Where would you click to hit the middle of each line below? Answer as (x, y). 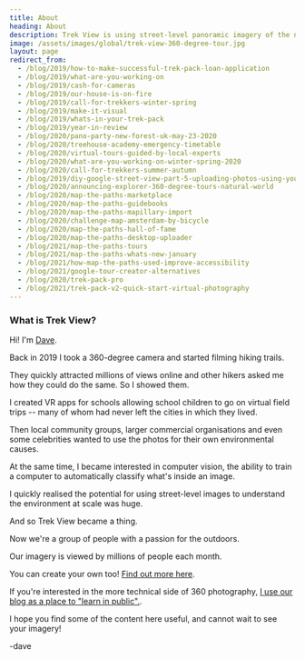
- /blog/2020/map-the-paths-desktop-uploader (105, 237)
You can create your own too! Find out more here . (102, 574)
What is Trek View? (53, 320)
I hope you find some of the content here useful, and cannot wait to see (143, 618)
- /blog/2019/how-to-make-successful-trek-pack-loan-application (144, 69)
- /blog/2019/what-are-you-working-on (91, 77)
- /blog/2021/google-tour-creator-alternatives (109, 272)
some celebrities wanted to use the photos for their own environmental (142, 439)
